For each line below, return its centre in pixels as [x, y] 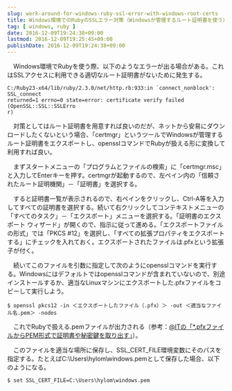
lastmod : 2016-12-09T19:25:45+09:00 [60, 39]
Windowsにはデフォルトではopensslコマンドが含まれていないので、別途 [122, 274]
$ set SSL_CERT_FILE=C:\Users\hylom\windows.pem [79, 381]
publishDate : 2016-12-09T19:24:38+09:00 [66, 46]
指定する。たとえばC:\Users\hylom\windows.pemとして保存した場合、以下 [114, 358]
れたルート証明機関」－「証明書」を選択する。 [74, 184]
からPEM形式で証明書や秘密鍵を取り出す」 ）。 [77, 335]
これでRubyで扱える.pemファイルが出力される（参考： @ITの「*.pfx [109, 327]
